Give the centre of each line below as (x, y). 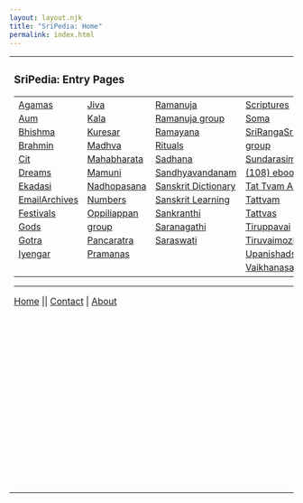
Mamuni (104, 172)
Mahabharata (115, 159)
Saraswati (176, 240)
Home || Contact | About (65, 302)
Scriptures (267, 105)
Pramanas (109, 254)
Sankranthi (178, 213)
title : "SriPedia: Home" (56, 26)
